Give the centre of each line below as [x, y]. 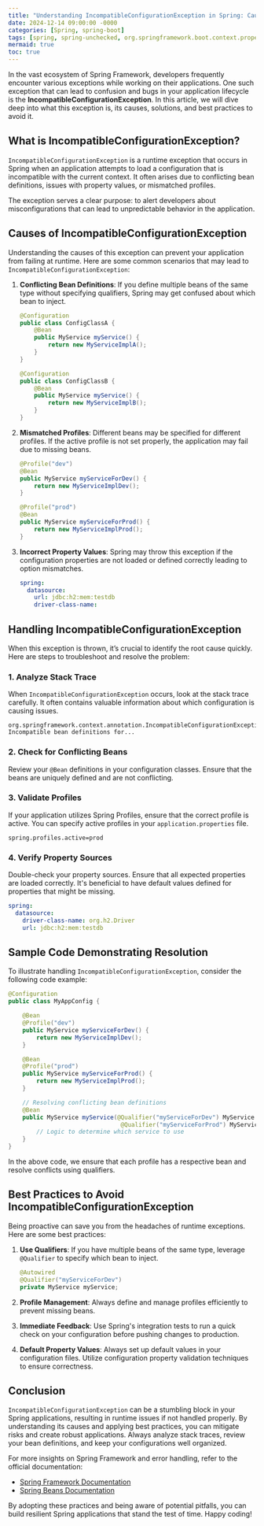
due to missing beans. [55, 449]
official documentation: [46, 1467]
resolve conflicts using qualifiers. [62, 1170]
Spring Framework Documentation [75, 1482]
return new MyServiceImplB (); [97, 403]
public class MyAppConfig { [54, 1002]
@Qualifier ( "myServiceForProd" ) [173, 1124]
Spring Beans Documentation [67, 1491]
